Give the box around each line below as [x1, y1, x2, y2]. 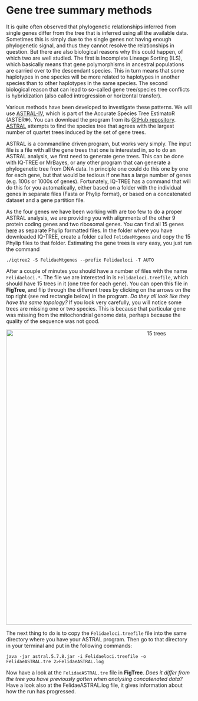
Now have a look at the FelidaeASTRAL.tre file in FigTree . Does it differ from [6, 669, 190, 676]
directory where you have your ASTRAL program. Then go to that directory [6, 635, 187, 643]
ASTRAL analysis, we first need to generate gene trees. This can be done [6, 152, 184, 159]
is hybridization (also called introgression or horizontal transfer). [6, 92, 162, 99]
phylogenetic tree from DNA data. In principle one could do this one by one [6, 165, 189, 172]
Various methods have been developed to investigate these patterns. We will [6, 103, 192, 110]
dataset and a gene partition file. [6, 196, 85, 204]
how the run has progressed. [6, 687, 77, 695]
